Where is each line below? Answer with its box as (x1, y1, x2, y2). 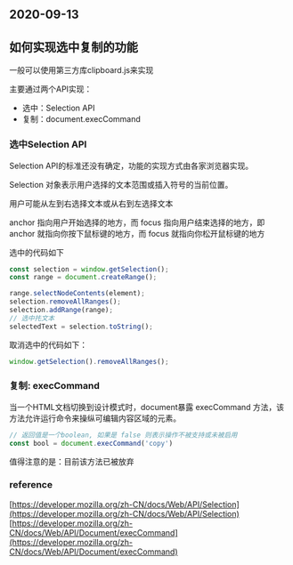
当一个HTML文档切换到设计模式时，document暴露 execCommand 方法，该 (9, 401, 285, 412)
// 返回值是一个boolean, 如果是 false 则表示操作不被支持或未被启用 (9, 431, 238, 440)
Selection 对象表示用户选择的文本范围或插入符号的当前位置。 (9, 179, 233, 190)
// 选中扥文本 (9, 313, 55, 323)
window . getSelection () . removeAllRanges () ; (9, 357, 169, 366)
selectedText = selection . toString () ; (9, 322, 153, 331)
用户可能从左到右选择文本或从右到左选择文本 (9, 198, 174, 208)
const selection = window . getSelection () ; (9, 264, 169, 274)
